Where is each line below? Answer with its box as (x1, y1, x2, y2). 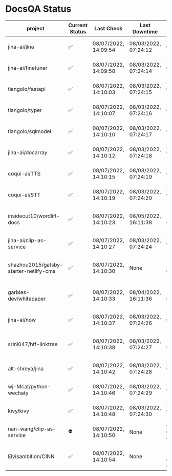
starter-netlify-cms (8, 267, 56, 274)
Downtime (132, 28, 158, 35)
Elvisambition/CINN (8, 452, 55, 460)
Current (68, 22, 88, 29)
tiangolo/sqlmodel (8, 128, 51, 135)
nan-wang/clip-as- (8, 425, 56, 432)
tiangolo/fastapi (8, 85, 46, 92)
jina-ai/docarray (8, 149, 48, 156)
